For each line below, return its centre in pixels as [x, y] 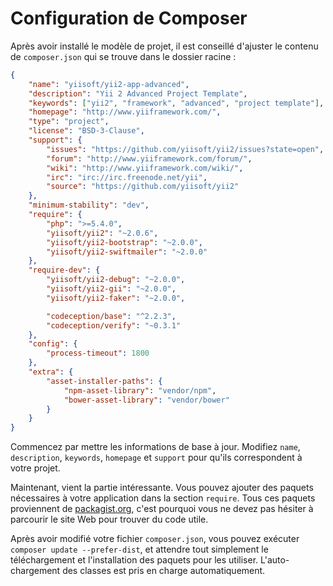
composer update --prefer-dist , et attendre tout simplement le [139, 549]
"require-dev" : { [64, 270]
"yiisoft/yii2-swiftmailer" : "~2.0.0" [127, 252]
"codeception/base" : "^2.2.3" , [111, 316]
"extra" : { [51, 372]
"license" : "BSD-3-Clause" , [86, 131]
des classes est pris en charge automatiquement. [164, 571]
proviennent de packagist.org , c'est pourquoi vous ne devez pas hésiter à [162, 509]
